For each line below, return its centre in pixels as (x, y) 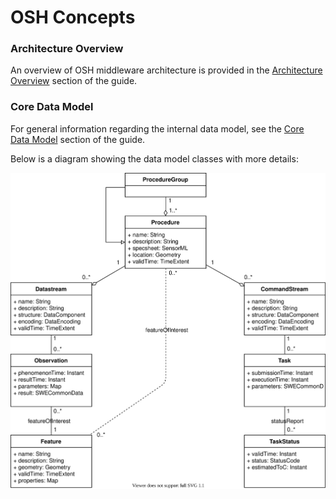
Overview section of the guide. (74, 81)
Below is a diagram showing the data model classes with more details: (154, 158)
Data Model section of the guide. (78, 139)
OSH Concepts (73, 17)
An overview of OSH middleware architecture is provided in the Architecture (166, 70)
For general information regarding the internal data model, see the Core (157, 128)
